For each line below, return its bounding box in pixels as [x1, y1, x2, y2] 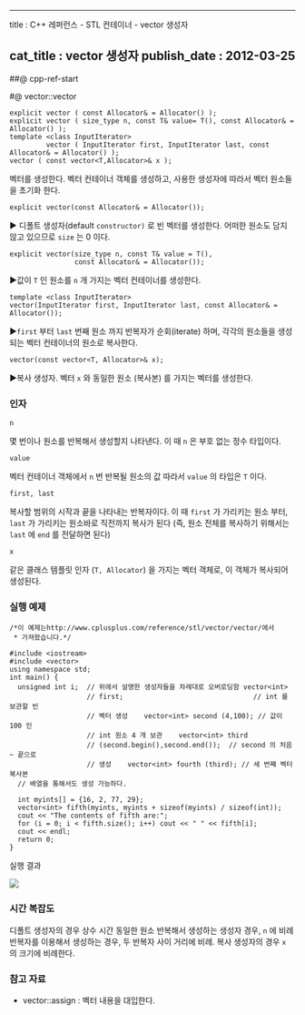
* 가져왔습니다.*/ [13, 634, 72, 643]
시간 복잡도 [9, 902, 55, 915]
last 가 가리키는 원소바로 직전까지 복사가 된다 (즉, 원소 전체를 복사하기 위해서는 [9, 518, 290, 529]
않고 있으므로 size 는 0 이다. [9, 231, 111, 242]
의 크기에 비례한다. [9, 948, 75, 959]
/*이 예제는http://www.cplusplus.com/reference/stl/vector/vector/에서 [9, 624, 275, 633]
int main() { [9, 673, 59, 683]
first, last [9, 489, 54, 499]
